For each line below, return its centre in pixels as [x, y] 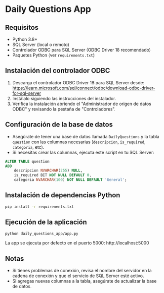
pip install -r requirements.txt [40, 207]
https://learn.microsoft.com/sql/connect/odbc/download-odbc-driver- [84, 88]
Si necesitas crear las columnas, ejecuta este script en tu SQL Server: [83, 152]
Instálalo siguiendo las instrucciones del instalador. [64, 98]
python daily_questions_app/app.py [42, 234]
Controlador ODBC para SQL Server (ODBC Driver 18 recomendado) [82, 50]
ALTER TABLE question [27, 161]
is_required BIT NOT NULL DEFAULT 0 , [53, 175]
